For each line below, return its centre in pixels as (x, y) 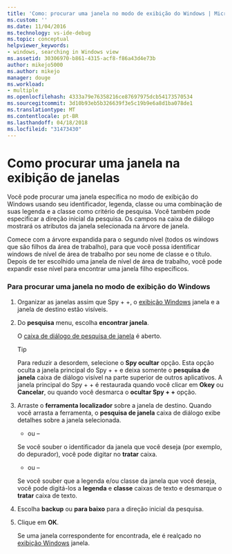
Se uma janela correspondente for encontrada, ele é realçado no (109, 535)
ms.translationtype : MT (41, 110)
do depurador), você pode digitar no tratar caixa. (87, 454)
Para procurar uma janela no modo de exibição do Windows (109, 287)
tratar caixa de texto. (47, 495)
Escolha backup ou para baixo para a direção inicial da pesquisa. (110, 508)
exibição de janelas (64, 178)
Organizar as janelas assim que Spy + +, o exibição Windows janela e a (118, 301)
